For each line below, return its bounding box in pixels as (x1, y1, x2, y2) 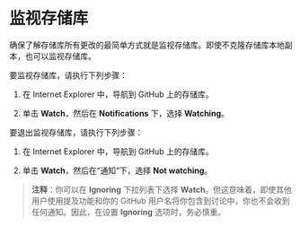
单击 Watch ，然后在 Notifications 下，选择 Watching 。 (22, 108, 229, 118)
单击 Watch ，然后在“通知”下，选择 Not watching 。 (22, 165, 213, 176)
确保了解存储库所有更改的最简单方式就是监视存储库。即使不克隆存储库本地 (9, 39, 285, 50)
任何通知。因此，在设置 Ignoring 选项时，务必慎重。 (31, 206, 226, 217)
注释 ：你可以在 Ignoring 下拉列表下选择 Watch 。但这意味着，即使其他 (31, 184, 292, 195)
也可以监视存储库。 (24, 50, 96, 61)
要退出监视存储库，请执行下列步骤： (9, 126, 144, 137)
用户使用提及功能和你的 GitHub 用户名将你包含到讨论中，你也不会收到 (31, 195, 290, 206)
